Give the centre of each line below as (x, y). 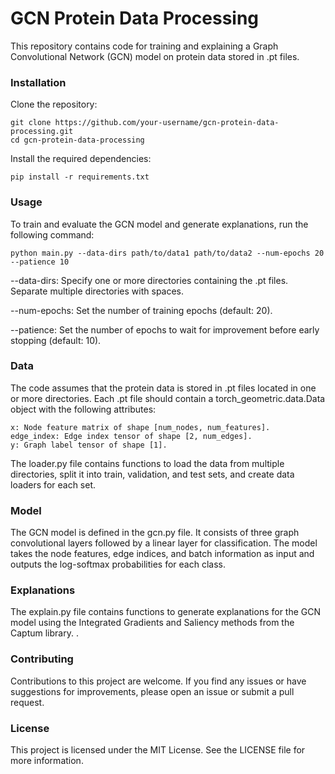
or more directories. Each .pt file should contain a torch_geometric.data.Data (168, 398)
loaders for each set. (53, 484)
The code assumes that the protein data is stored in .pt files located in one (163, 388)
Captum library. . (44, 633)
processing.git (42, 132)
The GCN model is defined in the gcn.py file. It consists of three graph (155, 533)
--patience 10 (40, 262)
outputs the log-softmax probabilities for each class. (118, 564)
